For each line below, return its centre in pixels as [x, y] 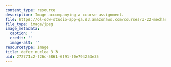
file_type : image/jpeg [29, 24]
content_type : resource [31, 10]
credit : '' [21, 38]
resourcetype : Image [27, 47]
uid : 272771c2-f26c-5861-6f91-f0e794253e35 [52, 57]
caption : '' [23, 33]
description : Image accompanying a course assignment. [65, 15]
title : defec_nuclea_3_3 [32, 52]
